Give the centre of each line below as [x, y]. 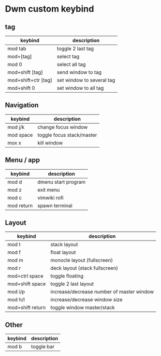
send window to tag [79, 72]
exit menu [49, 190]
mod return [20, 206]
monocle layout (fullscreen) [82, 260]
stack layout [64, 244]
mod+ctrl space [25, 276]
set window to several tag [86, 80]
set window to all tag [80, 88]
